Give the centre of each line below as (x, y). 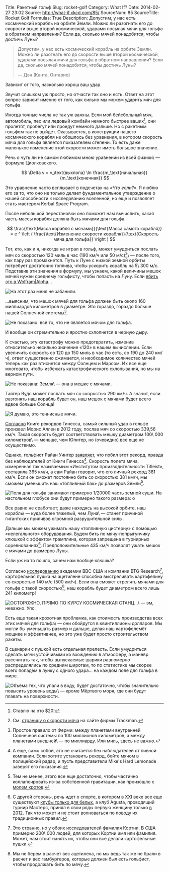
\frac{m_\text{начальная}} (120, 172)
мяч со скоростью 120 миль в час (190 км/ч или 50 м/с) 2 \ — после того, (83, 254)
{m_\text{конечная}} (81, 178)
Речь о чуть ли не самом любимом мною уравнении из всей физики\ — (82, 157)
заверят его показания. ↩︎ (40, 767)
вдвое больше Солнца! (30, 404)
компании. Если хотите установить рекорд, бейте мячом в (76, 756)
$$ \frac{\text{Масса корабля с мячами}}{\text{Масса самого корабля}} (84, 228)
